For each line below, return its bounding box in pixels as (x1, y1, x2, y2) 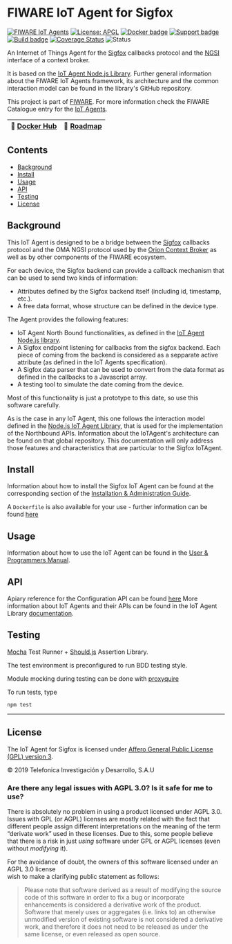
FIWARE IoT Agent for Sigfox (7, 5, 174, 21)
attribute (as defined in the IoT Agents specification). (17, 358, 168, 366)
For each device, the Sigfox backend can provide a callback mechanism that (7, 266, 224, 274)
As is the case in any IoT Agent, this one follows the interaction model (7, 414, 205, 422)
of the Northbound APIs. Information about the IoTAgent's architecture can (7, 429, 220, 437)
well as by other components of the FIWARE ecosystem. (7, 253, 167, 261)
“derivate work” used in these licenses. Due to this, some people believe (7, 829, 213, 837)
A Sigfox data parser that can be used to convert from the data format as (17, 365, 224, 373)
